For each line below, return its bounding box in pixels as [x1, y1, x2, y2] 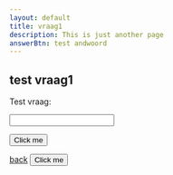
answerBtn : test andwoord [9, 38, 107, 48]
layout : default [9, 13, 71, 23]
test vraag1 [9, 72, 73, 87]
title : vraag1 [9, 22, 63, 31]
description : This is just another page [9, 30, 165, 39]
